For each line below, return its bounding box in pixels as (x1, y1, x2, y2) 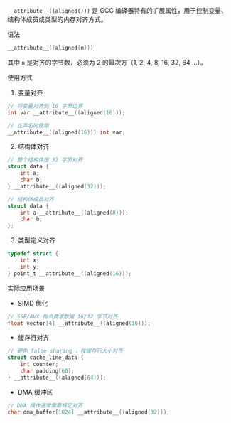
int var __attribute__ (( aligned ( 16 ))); (7, 109, 126, 116)
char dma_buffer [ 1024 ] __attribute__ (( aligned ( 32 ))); (7, 408, 171, 416)
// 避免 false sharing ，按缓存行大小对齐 (7, 348, 123, 355)
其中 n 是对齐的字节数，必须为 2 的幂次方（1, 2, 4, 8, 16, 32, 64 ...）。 (7, 58, 208, 66)
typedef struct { (7, 250, 59, 257)
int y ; (20, 263, 40, 270)
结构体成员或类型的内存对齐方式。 (7, 15, 107, 23)
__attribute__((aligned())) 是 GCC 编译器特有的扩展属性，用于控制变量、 (7, 6, 227, 14)
